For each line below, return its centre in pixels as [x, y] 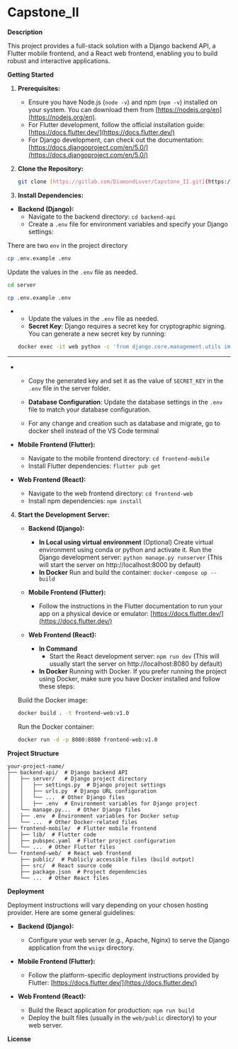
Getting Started [31, 75]
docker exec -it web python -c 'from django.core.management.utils [119, 347]
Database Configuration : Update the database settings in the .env [125, 402]
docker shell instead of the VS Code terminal [93, 431]
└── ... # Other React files [65, 878]
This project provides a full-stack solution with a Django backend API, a [112, 45]
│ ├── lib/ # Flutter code [52, 835]
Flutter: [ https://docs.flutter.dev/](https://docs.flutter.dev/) [113, 983]
